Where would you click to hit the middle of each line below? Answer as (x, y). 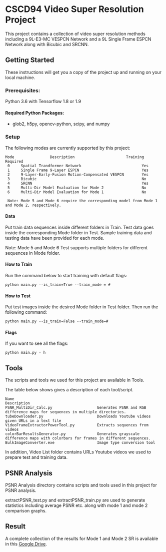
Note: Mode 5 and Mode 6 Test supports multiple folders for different (76, 247)
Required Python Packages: (34, 113)
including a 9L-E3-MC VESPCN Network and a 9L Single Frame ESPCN (78, 39)
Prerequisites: (23, 90)
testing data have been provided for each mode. (55, 238)
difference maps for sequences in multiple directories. (66, 412)
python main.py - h (25, 353)
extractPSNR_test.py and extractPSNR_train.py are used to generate (75, 500)
